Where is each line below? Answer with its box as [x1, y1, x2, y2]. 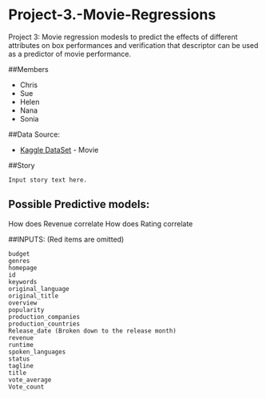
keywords [8, 277, 38, 285]
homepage [8, 264, 38, 272]
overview [8, 298, 38, 307]
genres [8, 257, 30, 265]
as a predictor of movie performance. [8, 49, 132, 58]
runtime [8, 341, 34, 349]
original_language [8, 285, 69, 293]
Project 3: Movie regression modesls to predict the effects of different [8, 32, 238, 42]
